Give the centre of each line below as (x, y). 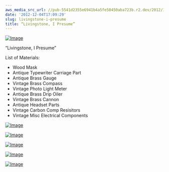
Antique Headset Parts (36, 105)
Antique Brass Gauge (34, 78)
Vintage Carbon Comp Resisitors (46, 110)
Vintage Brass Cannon (36, 100)
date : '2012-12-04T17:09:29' (36, 15)
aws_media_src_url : (26, 10)
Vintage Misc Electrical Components (50, 116)
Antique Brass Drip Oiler (37, 94)
